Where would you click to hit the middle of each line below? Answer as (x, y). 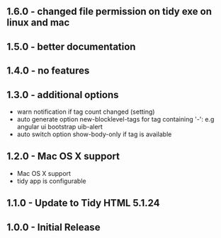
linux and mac (38, 23)
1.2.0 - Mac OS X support (63, 156)
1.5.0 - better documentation (71, 46)
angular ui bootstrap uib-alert (60, 126)
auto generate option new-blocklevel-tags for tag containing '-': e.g (115, 119)
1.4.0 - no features (48, 71)
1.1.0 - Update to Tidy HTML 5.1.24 (83, 203)
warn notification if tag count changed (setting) (86, 112)
